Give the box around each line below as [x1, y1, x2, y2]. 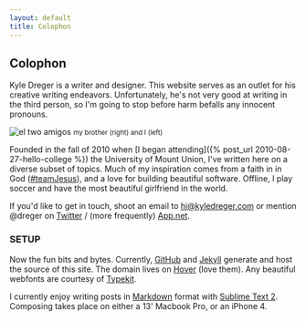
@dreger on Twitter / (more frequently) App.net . [9, 211, 190, 222]
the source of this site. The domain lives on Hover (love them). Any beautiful [9, 264, 296, 274]
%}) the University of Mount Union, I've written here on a [73, 154, 288, 165]
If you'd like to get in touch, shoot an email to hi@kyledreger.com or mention [9, 201, 297, 212]
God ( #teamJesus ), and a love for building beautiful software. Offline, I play [9, 173, 293, 184]
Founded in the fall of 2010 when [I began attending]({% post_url [9, 144, 254, 155]
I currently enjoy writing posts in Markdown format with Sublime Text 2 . [9, 291, 279, 302]
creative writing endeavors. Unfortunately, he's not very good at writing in [9, 89, 288, 100]
